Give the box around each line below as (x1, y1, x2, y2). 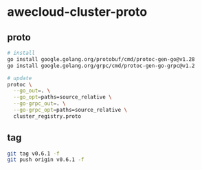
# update (7, 75, 32, 82)
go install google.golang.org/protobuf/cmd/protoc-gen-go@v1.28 (7, 56, 195, 62)
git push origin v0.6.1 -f (7, 156, 85, 163)
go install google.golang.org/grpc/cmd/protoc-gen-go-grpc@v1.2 (7, 62, 195, 69)
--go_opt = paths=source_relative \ (13, 94, 112, 101)
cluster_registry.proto (13, 112, 81, 120)
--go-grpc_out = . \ (13, 100, 67, 107)
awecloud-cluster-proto (7, 4, 148, 20)
